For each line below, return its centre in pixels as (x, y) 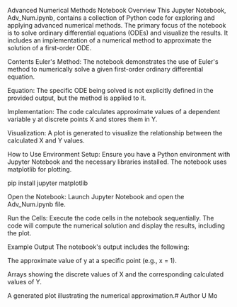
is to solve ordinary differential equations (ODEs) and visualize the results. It (118, 33)
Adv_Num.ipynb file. (36, 204)
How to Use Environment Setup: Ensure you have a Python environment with (119, 154)
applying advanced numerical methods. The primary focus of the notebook (117, 25)
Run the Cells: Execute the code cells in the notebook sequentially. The (111, 218)
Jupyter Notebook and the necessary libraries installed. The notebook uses (117, 162)
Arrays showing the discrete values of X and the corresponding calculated (116, 274)
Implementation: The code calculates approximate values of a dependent (114, 112)
